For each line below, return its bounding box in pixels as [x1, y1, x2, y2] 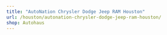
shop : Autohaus [6, 20, 45, 26]
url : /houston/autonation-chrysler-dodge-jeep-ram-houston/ [6, 14, 162, 20]
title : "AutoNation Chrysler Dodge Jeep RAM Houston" [6, 8, 146, 15]
